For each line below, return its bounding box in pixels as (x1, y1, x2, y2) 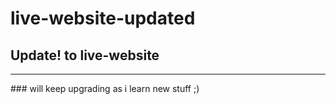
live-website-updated (10, 7, 196, 30)
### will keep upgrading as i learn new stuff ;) (10, 83, 200, 94)
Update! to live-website (10, 47, 160, 64)
